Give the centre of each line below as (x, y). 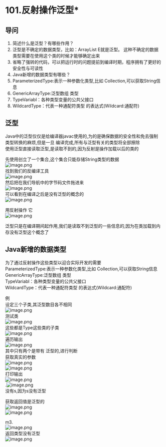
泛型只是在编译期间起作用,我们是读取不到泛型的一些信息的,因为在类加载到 (81, 226)
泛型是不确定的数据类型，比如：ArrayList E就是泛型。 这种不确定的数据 (85, 50)
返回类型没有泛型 (23, 433)
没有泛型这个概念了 (29, 232)
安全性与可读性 (28, 68)
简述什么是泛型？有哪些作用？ (43, 43)
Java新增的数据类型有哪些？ (41, 75)
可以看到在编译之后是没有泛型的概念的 (44, 194)
